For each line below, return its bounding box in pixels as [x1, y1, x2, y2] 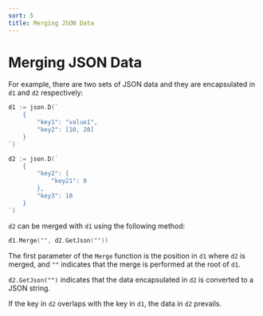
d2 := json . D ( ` [8, 154, 59, 163]
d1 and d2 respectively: [8, 88, 84, 98]
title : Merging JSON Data [8, 19, 94, 27]
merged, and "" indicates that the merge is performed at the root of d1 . [8, 259, 241, 269]
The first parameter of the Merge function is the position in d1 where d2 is [8, 251, 245, 260]
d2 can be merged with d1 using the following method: [8, 220, 186, 231]
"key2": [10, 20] [37, 126, 94, 134]
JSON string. [8, 283, 50, 293]
